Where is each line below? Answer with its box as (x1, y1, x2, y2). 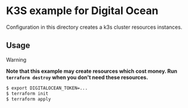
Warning (6, 56, 26, 63)
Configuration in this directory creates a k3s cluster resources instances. (6, 23, 183, 31)
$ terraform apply (6, 96, 51, 102)
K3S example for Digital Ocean (6, 4, 159, 18)
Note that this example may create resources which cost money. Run (6, 67, 177, 75)
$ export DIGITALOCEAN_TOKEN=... (6, 85, 88, 91)
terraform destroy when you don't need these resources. (6, 73, 149, 80)
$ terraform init (6, 90, 49, 96)
